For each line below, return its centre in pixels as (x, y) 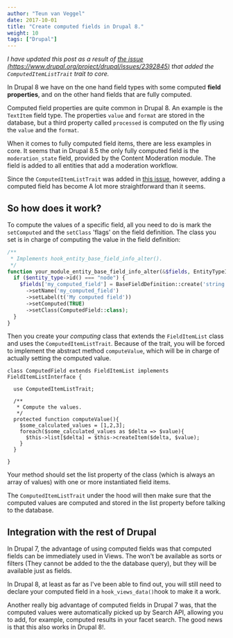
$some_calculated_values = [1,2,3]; (73, 426)
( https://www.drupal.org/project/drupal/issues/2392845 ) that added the (111, 67)
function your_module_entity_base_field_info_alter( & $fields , (99, 272)
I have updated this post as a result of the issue (75, 59)
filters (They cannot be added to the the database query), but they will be (112, 564)
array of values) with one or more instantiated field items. (89, 482)
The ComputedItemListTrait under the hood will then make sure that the (109, 495)
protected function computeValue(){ (66, 420)
